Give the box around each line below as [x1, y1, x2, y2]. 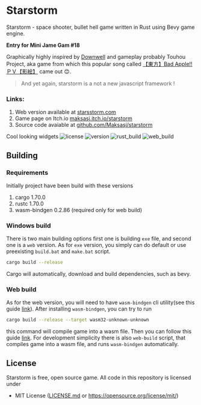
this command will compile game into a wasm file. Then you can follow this [6, 328, 192, 335]
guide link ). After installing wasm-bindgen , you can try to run [6, 305, 152, 312]
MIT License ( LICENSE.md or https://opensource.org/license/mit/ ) [14, 392, 179, 400]
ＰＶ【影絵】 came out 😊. [6, 67, 72, 75]
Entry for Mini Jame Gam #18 [6, 41, 80, 49]
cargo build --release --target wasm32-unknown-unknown [6, 317, 149, 323]
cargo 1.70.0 [14, 193, 46, 201]
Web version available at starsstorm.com [14, 109, 116, 116]
